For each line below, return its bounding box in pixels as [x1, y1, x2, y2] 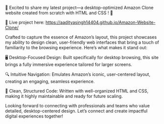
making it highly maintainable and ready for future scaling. [5, 93, 123, 99]
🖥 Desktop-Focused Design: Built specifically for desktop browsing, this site [5, 55, 159, 60]
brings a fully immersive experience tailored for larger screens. [5, 62, 133, 67]
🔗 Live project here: [5, 20, 45, 25]
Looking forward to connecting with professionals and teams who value [5, 103, 150, 108]
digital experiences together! [5, 113, 63, 119]
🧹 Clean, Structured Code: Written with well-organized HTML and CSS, [5, 88, 149, 93]
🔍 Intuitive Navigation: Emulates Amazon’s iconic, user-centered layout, [5, 71, 151, 77]
